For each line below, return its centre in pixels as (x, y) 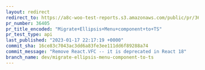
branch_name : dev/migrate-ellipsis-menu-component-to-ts (80, 57)
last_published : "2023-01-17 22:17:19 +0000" (65, 40)
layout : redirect (28, 12)
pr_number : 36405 (28, 23)
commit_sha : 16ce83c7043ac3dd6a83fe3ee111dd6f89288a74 (77, 46)
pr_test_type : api (29, 35)
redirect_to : (22, 18)
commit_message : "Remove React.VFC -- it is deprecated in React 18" (96, 52)
